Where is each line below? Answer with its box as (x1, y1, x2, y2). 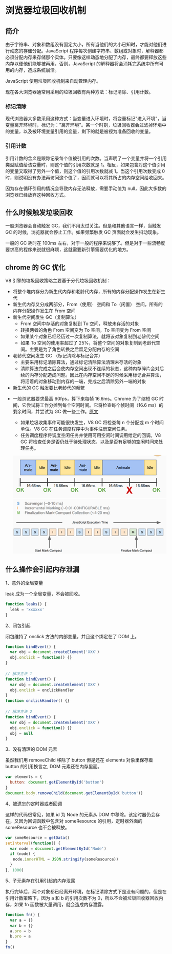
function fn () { (5, 912, 40, 917)
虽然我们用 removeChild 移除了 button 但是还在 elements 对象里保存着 (5, 757, 154, 763)
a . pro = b (10, 928, 31, 933)
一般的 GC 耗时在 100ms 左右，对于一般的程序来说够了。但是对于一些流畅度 (5, 240, 165, 246)
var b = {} (10, 923, 33, 928)
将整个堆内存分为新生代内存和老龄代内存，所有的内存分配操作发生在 (12, 289, 157, 295)
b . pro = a (10, 934, 31, 939)
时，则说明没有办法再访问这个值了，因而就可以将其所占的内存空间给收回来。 (5, 174, 167, 180)
